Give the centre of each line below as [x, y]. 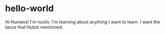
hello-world [30, 8]
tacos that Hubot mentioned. [34, 27]
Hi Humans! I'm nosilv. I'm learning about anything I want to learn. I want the [83, 22]
